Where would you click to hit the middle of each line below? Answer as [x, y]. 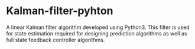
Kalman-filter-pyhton [60, 11]
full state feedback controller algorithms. [56, 40]
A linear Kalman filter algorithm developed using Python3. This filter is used [98, 27]
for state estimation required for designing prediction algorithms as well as [97, 33]
